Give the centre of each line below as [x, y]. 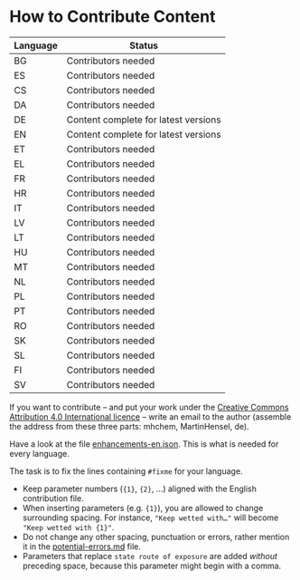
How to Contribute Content [112, 17]
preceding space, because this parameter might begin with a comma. [152, 565]
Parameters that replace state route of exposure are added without [150, 556]
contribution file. [53, 498]
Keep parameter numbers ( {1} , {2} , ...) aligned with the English [140, 488]
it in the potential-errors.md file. [82, 546]
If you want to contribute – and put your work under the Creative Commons [149, 407]
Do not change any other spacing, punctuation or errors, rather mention [156, 536]
